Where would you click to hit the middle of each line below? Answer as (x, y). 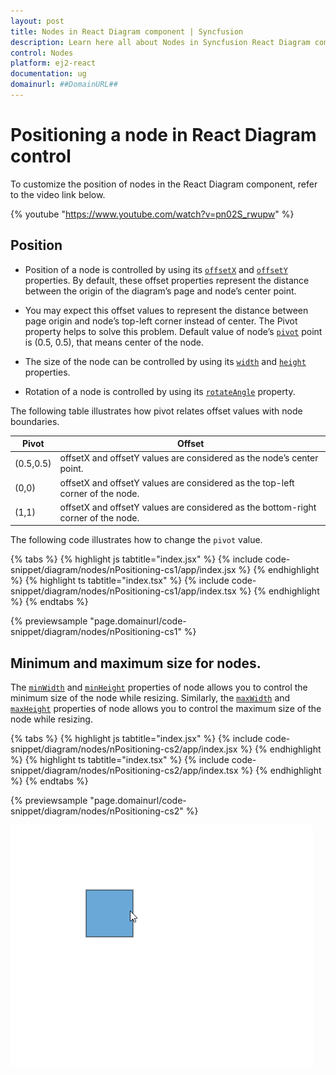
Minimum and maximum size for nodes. (136, 663)
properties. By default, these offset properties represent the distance (167, 280)
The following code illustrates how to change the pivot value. (136, 540)
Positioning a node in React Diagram (163, 135)
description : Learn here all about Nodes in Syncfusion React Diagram (160, 42)
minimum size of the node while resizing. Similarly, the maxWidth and (150, 698)
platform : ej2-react (53, 63)
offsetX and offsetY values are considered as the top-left (177, 482)
